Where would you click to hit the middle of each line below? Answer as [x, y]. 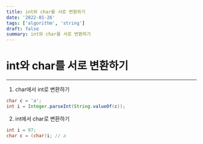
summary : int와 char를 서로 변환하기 [49, 34]
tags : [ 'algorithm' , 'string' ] [46, 23]
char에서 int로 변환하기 [42, 89]
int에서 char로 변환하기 [42, 119]
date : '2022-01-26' [31, 17]
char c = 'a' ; [24, 101]
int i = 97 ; [21, 130]
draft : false [23, 29]
